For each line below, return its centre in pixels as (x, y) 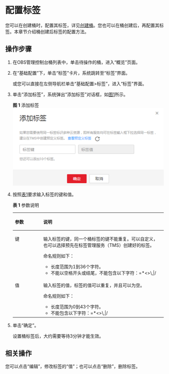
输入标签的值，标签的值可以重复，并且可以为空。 (94, 285)
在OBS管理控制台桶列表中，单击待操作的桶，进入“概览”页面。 (76, 62)
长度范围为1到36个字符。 (77, 266)
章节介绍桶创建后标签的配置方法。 (54, 31)
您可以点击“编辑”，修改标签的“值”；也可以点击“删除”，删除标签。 (73, 366)
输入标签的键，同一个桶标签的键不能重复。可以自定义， (101, 239)
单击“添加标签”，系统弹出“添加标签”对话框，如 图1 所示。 (70, 94)
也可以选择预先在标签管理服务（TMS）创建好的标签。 (99, 245)
